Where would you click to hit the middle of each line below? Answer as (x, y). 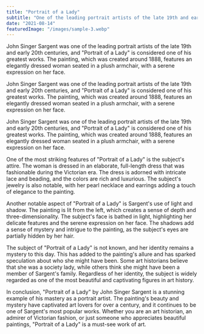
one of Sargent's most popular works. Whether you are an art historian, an (99, 311)
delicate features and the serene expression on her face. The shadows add (100, 223)
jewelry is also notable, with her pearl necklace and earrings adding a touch (101, 185)
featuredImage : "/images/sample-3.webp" (58, 29)
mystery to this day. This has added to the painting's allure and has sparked (101, 254)
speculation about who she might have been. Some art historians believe (97, 261)
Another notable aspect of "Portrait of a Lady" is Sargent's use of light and (100, 204)
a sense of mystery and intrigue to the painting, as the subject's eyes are (97, 230)
